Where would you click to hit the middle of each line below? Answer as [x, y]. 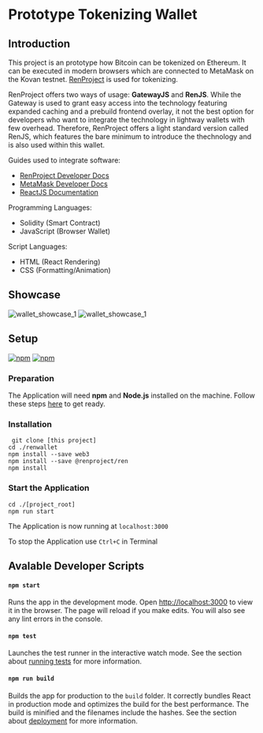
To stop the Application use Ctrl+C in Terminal [83, 541]
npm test [22, 636]
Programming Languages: [50, 208]
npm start [24, 585]
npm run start [31, 511]
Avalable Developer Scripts [76, 566]
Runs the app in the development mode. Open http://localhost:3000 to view [131, 602]
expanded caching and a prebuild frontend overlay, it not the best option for [131, 111]
